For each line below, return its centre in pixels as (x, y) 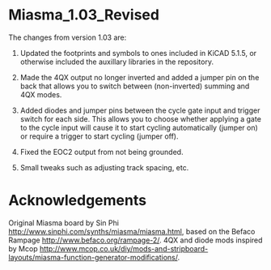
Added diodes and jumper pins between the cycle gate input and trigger (140, 110)
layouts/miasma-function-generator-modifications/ (93, 257)
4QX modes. (41, 94)
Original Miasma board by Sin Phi (64, 223)
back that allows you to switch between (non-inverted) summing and (135, 86)
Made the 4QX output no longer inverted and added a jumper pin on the (140, 77)
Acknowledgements (78, 201)
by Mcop (23, 248)
